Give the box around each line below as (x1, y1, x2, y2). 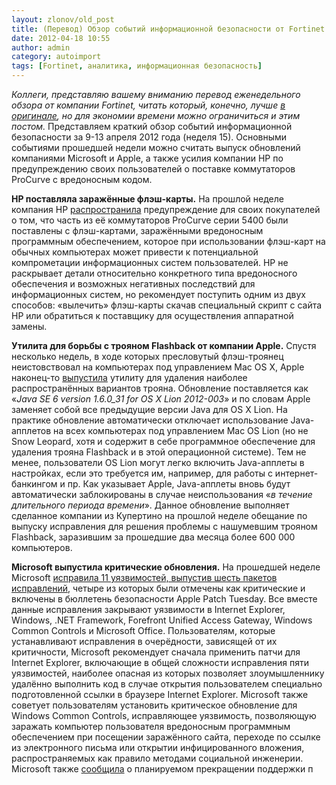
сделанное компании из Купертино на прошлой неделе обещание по (11, 510, 308, 521)
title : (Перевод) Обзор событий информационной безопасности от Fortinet (11, 24, 326, 34)
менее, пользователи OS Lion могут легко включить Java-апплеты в (11, 457, 305, 468)
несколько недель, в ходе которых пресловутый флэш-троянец (11, 351, 284, 362)
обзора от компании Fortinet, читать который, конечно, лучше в (11, 99, 286, 111)
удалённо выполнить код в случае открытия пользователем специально (11, 678, 323, 690)
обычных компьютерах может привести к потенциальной (11, 246, 259, 258)
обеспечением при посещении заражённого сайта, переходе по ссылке (11, 731, 321, 743)
